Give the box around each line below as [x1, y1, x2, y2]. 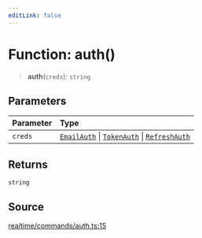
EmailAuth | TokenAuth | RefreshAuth [59, 131, 191, 142]
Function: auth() [8, 45, 116, 63]
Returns [8, 158, 49, 171]
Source [8, 200, 45, 214]
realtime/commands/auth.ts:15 [8, 221, 107, 230]
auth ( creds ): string [27, 72, 91, 81]
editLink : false [8, 11, 61, 20]
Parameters [8, 94, 67, 107]
